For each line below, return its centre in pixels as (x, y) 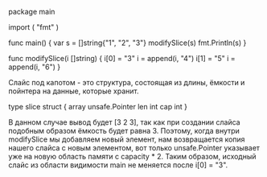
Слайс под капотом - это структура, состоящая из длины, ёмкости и (127, 82)
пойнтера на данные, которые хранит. (74, 91)
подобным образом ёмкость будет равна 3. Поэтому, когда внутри (124, 131)
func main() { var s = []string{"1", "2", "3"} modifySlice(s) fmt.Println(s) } (127, 43)
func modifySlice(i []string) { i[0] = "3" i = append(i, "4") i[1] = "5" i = (122, 58)
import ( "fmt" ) (33, 27)
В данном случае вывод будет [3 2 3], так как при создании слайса (124, 122)
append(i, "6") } (35, 67)
